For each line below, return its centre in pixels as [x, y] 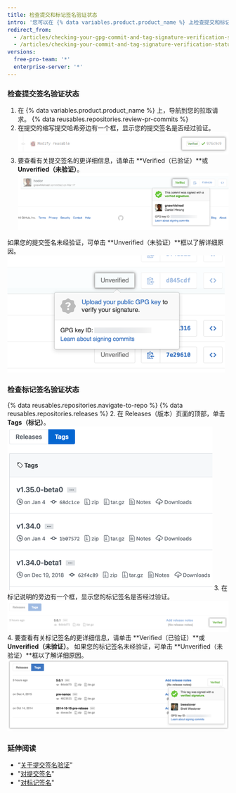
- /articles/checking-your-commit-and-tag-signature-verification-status [124, 45]
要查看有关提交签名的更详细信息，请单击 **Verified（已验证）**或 [113, 161]
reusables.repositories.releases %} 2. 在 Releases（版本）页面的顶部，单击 [116, 413]
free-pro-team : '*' [42, 60]
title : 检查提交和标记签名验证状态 [52, 15]
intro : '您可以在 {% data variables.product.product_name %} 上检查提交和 [114, 22]
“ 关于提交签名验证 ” [45, 765]
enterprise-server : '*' [48, 67]
